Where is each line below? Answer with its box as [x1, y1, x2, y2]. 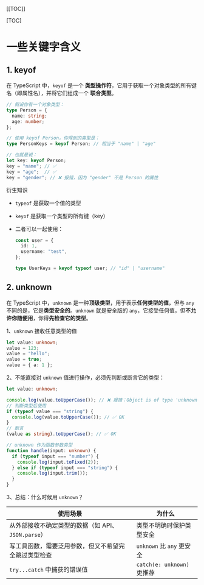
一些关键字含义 [6, 40, 81, 54]
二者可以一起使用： [15, 225, 64, 232]
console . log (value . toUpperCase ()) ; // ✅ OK [12, 414, 124, 420]
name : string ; [12, 113, 47, 119]
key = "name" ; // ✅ [6, 163, 56, 169]
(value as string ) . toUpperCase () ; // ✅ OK [6, 431, 117, 438]
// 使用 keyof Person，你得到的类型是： [6, 135, 100, 141]
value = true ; [6, 356, 42, 363]
